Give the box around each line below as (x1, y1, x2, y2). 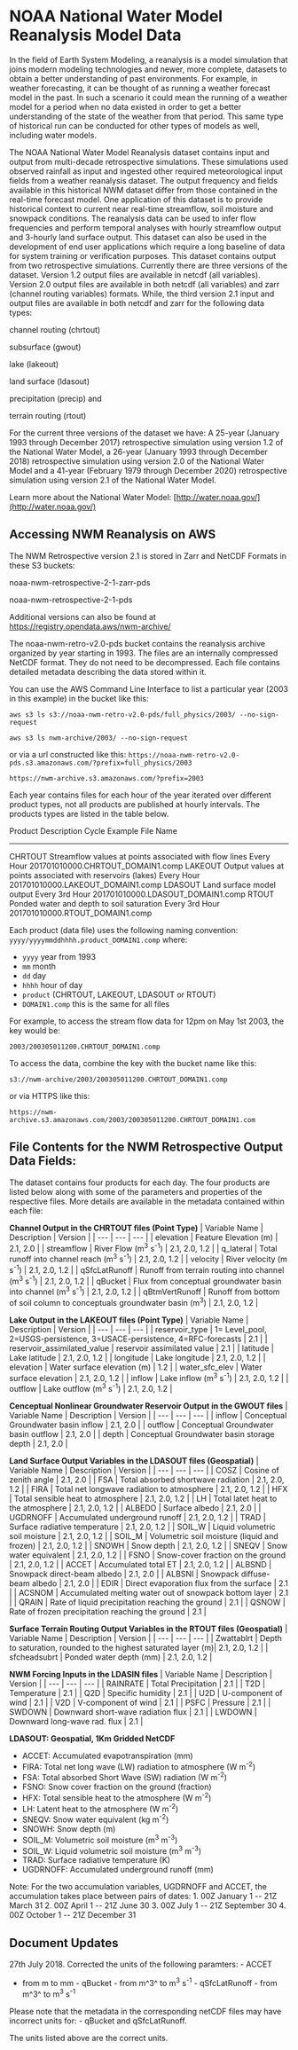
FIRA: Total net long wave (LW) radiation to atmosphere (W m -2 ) (21, 1759, 256, 1771)
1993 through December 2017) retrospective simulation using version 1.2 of (9, 436, 284, 447)
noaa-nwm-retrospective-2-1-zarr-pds (9, 577, 151, 587)
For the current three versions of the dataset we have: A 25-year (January (9, 428, 280, 438)
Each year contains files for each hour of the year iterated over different (9, 789, 272, 800)
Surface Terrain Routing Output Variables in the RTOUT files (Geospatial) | (9, 1623, 288, 1634)
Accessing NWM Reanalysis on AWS (9, 527, 216, 542)
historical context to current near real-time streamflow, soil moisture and (9, 203, 274, 214)
